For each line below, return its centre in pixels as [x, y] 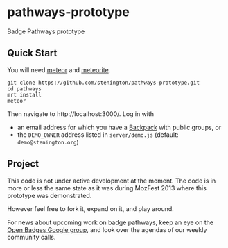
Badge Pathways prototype [46, 31]
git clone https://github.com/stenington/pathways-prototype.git [103, 83]
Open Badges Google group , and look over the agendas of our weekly [107, 229]
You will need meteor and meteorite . [59, 69]
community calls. [32, 237]
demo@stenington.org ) [48, 142]
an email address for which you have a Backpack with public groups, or [119, 127]
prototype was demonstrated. [50, 195]
